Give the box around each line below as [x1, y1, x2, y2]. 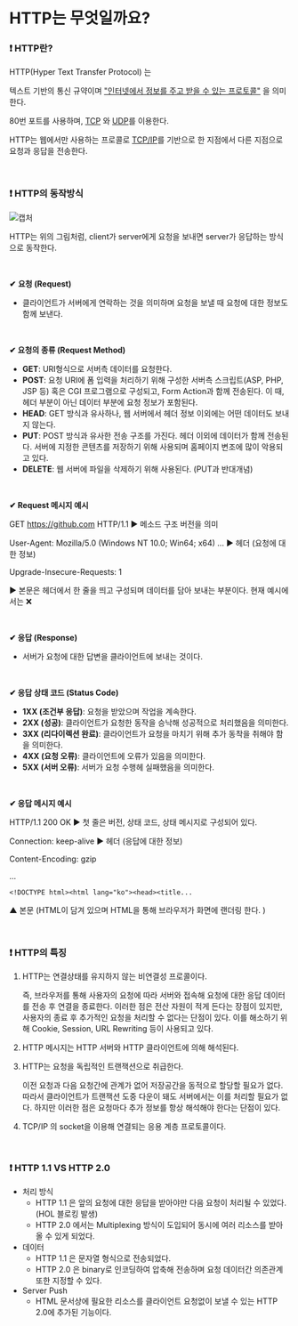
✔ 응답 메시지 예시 [9, 797, 72, 808]
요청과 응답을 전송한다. [9, 146, 88, 157]
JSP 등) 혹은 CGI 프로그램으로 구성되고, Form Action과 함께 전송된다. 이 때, [21, 385, 285, 396]
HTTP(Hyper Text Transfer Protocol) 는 [9, 67, 152, 77]
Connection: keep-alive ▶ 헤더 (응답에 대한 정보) [9, 836, 183, 846]
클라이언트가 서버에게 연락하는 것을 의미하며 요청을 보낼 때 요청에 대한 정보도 [21, 297, 289, 308]
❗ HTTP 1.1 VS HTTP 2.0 [9, 1162, 111, 1174]
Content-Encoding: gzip [9, 853, 97, 864]
